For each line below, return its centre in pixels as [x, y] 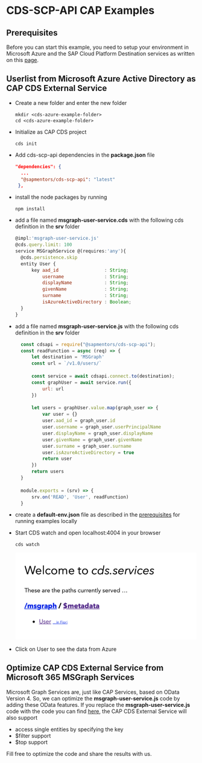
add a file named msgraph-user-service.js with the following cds [97, 326]
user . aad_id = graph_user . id [79, 421]
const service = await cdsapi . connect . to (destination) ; [103, 376]
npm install [30, 209]
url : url [53, 389]
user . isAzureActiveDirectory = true [88, 453]
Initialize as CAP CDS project [51, 132]
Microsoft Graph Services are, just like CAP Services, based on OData [93, 692]
